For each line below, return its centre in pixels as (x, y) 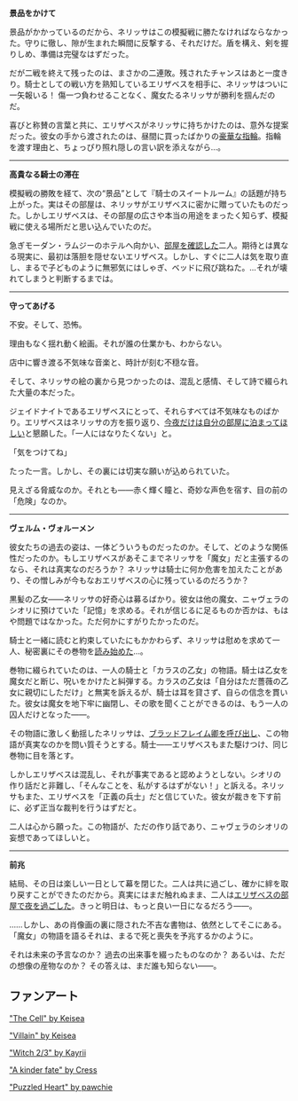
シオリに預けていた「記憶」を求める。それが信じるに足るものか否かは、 (141, 610)
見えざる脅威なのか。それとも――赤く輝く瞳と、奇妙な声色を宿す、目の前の (149, 490)
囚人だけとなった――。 (52, 714)
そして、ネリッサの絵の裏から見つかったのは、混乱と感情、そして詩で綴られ (149, 381)
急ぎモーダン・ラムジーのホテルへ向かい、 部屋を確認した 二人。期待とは (141, 245)
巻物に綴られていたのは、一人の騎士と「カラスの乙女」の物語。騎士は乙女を (149, 670)
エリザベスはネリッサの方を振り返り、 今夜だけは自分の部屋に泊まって (153, 422)
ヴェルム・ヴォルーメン (52, 528)
